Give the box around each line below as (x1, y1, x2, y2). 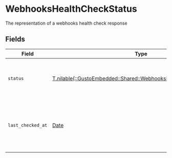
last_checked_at (8, 122, 48, 128)
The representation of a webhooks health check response (5, 20, 127, 26)
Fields (5, 35, 26, 44)
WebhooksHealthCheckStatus (5, 3, 137, 15)
